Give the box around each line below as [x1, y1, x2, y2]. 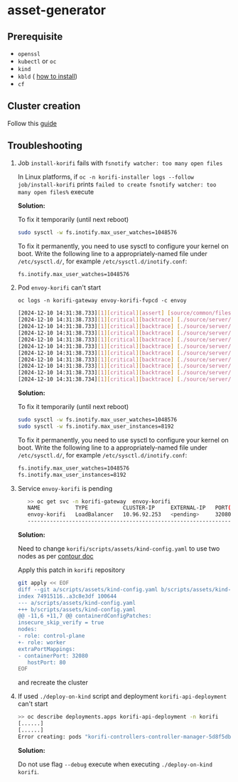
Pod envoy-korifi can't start [17, 283, 102, 292]
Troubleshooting [7, 139, 83, 152]
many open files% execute [17, 187, 94, 196]
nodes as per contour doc [17, 552, 94, 560]
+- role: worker [17, 639, 66, 646]
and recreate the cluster [17, 678, 89, 687]
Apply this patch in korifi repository [17, 566, 126, 574]
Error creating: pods [17, 733, 82, 740]
